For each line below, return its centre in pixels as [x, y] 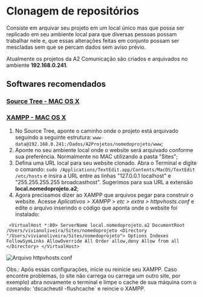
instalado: [27, 214]
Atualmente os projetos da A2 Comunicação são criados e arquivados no [97, 59]
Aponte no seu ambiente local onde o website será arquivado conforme [104, 150]
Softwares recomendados [56, 84]
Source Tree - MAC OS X [43, 101]
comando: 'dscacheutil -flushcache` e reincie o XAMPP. [76, 289]
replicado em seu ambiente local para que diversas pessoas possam [92, 34]
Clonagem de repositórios [73, 11]
